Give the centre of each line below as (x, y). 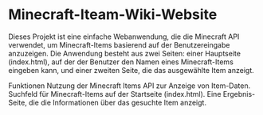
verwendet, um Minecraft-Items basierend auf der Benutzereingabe (119, 44)
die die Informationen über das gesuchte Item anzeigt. (118, 102)
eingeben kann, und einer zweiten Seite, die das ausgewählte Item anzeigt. (131, 70)
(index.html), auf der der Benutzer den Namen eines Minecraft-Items (121, 62)
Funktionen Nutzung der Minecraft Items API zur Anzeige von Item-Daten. (130, 86)
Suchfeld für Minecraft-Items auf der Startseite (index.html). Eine (115, 94)
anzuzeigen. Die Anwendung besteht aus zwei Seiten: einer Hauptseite (125, 53)
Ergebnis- (239, 94)
